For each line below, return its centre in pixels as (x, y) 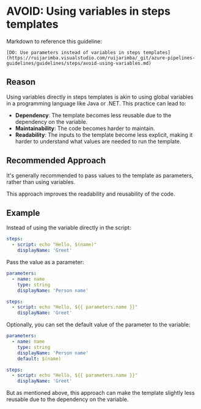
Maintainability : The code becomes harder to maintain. (85, 128)
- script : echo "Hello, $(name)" (54, 245)
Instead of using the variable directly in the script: (69, 227)
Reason (21, 82)
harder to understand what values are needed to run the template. (98, 141)
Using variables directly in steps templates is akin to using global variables (100, 97)
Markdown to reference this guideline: (54, 41)
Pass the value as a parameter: (45, 262)
